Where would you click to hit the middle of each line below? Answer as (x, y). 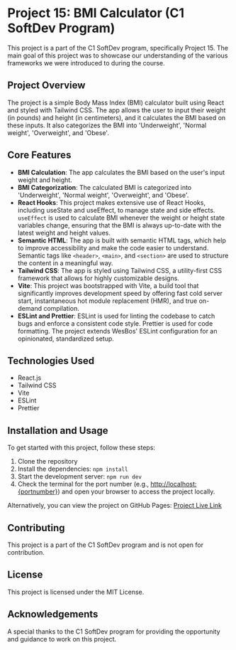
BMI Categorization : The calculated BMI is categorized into (105, 187)
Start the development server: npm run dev (79, 476)
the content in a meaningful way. (65, 263)
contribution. (26, 552)
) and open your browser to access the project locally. (136, 491)
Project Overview (46, 86)
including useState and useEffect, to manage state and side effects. (116, 210)
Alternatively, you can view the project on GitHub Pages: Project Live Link (114, 506)
